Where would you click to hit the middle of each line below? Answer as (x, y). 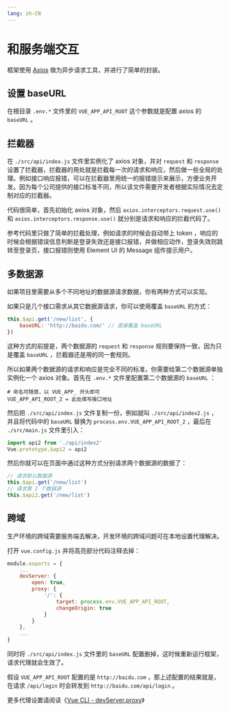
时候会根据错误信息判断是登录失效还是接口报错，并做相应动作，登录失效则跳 (115, 242)
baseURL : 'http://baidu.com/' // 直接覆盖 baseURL (91, 325)
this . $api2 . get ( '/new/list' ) (49, 495)
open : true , (49, 583)
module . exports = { (35, 563)
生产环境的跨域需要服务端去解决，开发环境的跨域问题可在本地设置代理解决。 (115, 536)
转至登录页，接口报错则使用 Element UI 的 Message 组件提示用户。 (102, 250)
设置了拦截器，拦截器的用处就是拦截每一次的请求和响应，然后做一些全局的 (112, 170)
